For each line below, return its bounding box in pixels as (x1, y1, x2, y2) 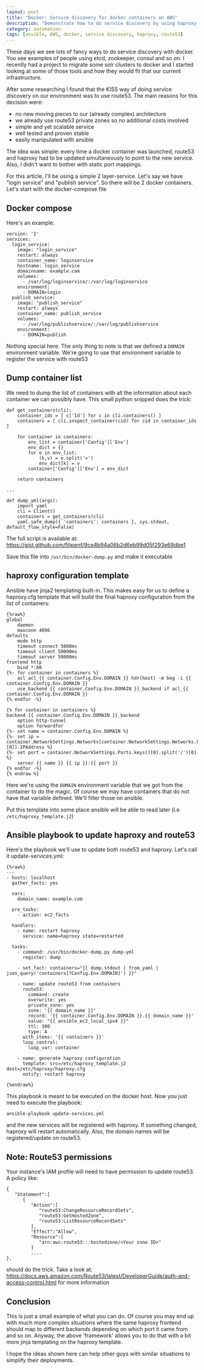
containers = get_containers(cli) (17, 514, 104, 520)
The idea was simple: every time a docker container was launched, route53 (6, 148, 194, 155)
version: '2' (6, 231, 39, 237)
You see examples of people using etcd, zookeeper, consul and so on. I (6, 55, 185, 62)
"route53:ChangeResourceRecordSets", (38, 1207, 135, 1214)
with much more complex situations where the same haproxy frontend (6, 1319, 182, 1326)
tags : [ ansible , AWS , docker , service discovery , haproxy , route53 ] (6, 32, 183, 38)
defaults (6, 632, 29, 639)
